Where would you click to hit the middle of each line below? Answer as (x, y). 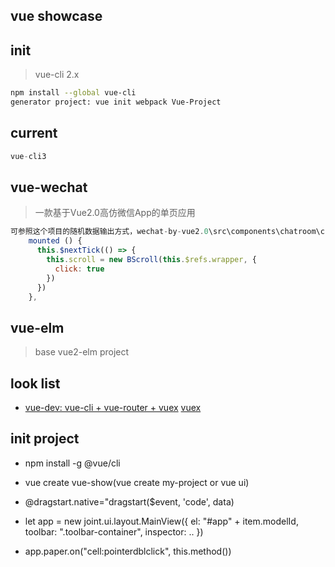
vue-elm (37, 327)
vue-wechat (49, 187)
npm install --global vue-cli (73, 93)
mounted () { (55, 241)
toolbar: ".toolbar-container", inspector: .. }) (114, 531)
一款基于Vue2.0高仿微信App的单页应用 (115, 213)
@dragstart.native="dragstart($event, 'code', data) (129, 501)
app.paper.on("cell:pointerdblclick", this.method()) (128, 551)
